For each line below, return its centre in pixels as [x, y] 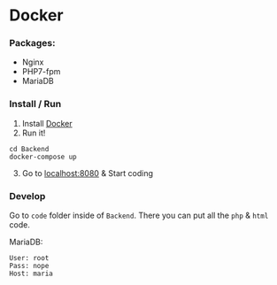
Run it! [34, 133]
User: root [29, 258]
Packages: [32, 43]
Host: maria [31, 274]
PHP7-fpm [41, 72]
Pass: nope [29, 266]
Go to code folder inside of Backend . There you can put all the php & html [139, 216]
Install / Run [35, 104]
